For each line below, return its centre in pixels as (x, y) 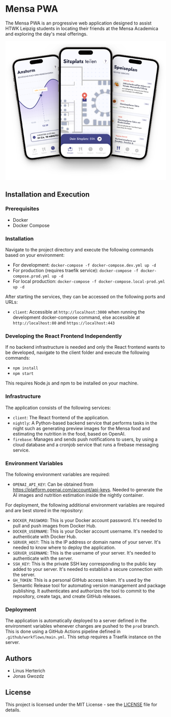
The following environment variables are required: (58, 474)
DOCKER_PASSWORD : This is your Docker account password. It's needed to (87, 520)
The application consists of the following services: (58, 408)
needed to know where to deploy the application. (64, 547)
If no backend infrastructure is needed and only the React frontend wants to (85, 347)
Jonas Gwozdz (28, 676)
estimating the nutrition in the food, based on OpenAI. (69, 434)
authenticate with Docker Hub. (45, 536)
